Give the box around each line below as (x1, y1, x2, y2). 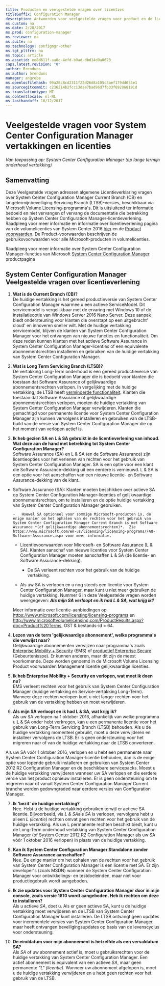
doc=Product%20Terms (12, 622, 62, 629)
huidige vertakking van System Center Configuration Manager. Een (12, 954, 148, 960)
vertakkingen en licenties (5, 140, 112, 152)
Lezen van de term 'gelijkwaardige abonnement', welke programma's (12, 632, 156, 638)
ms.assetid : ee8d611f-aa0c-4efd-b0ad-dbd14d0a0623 (5, 57, 111, 62)
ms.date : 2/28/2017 (5, 26, 46, 30)
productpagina (5, 256, 36, 262)
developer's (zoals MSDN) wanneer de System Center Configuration (12, 867, 151, 873)
